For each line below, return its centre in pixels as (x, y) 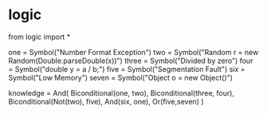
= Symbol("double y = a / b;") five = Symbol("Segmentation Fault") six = (127, 69)
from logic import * (39, 37)
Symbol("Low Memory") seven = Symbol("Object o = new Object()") (121, 77)
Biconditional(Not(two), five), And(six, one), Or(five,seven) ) (106, 101)
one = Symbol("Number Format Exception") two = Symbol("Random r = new (133, 52)
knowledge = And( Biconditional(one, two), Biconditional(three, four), (122, 92)
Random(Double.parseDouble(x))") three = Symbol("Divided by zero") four (131, 61)
